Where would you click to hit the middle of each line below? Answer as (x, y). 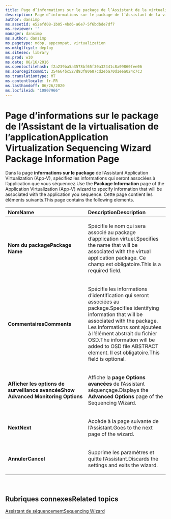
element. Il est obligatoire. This (124, 353)
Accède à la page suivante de (123, 421)
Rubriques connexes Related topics (62, 499)
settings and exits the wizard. (123, 465)
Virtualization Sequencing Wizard (78, 148)
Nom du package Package (40, 245)
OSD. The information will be (122, 340)
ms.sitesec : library (27, 52)
